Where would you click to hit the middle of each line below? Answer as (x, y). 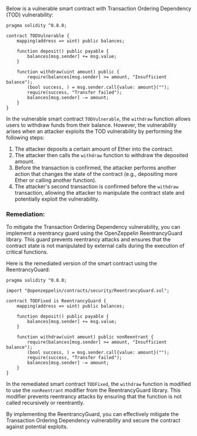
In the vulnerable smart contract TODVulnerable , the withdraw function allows (98, 119)
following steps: (25, 137)
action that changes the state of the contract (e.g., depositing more (96, 174)
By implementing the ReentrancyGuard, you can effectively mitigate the (93, 414)
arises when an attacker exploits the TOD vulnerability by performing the (94, 131)
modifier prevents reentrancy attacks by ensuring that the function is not (94, 397)
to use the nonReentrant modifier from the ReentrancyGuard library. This (94, 390)
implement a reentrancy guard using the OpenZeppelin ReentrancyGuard (94, 233)
